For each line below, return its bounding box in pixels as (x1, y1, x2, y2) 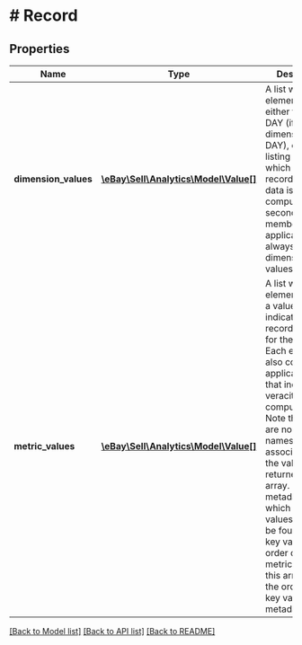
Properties (9, 41, 70, 57)
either (264, 105, 290, 118)
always (264, 240, 295, 252)
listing (264, 150, 291, 163)
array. (264, 480, 290, 491)
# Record (9, 5, 78, 26)
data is (264, 184, 294, 196)
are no (264, 423, 292, 436)
